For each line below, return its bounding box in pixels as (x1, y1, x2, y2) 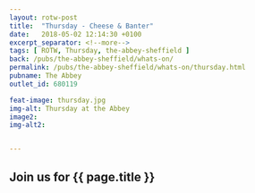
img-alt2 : (9, 121, 47, 130)
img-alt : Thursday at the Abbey (9, 104, 130, 113)
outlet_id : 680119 (9, 80, 78, 88)
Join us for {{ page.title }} (9, 169, 156, 184)
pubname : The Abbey (9, 71, 82, 80)
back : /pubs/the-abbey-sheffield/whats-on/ (9, 55, 174, 63)
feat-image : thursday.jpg (9, 96, 106, 105)
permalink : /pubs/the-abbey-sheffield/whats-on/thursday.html (9, 63, 246, 72)
